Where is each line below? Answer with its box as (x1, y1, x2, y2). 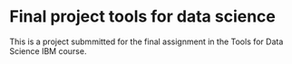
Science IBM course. (9, 45, 87, 56)
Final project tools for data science (9, 6, 277, 27)
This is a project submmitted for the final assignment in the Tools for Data (9, 36, 284, 47)
